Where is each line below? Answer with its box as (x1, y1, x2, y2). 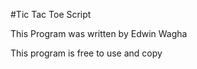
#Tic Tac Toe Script (10, 9, 92, 20)
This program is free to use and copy (10, 47, 163, 59)
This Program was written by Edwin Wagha (10, 28, 188, 39)
